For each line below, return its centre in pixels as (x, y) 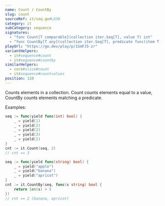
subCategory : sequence (28, 28)
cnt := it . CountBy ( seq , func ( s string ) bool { (54, 185)
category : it (18, 23)
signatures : (17, 33)
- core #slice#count (29, 69)
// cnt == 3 (17, 153)
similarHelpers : (22, 65)
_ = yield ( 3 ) (27, 135)
